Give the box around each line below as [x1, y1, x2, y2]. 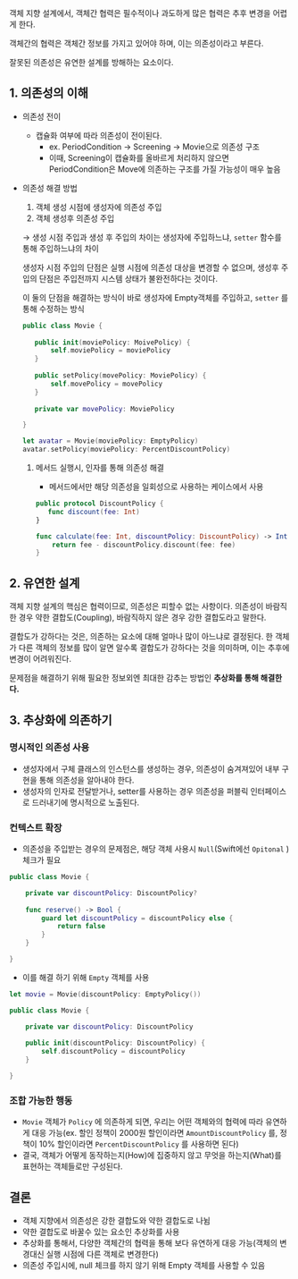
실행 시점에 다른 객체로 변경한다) [46, 1249, 159, 1259]
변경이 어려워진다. [9, 654, 72, 665]
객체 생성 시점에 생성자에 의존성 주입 [35, 201, 162, 212]
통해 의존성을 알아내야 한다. [38, 775, 135, 785]
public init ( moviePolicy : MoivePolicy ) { [34, 338, 191, 347]
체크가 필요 [21, 855, 62, 866]
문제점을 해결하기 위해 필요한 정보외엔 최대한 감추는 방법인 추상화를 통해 [9, 673, 259, 683]
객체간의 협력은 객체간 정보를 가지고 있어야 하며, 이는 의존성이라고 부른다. [9, 38, 264, 48]
